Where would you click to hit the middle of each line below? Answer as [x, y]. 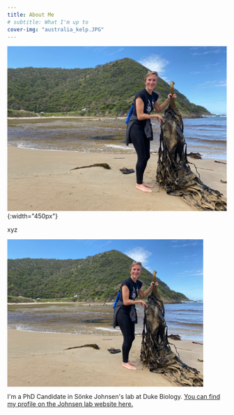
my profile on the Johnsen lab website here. [70, 404]
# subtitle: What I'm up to [48, 22]
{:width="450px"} [32, 216]
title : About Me [31, 15]
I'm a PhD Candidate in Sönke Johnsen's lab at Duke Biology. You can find [114, 396]
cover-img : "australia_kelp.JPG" [56, 29]
